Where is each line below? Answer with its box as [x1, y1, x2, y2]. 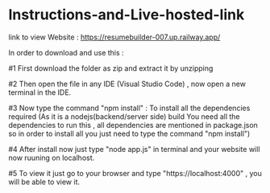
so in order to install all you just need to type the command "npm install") [8, 129, 251, 138]
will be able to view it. [8, 177, 81, 187]
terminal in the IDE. [8, 87, 72, 97]
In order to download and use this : [8, 47, 124, 57]
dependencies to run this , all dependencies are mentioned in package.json [8, 120, 258, 129]
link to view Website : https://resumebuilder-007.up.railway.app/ [8, 32, 221, 42]
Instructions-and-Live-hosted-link [8, 6, 245, 24]
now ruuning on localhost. [8, 153, 95, 162]
